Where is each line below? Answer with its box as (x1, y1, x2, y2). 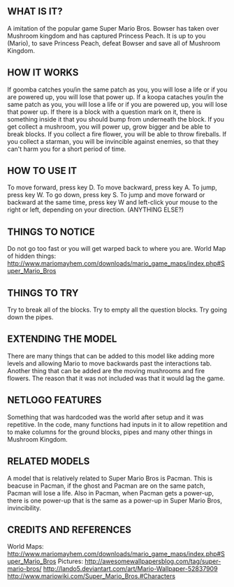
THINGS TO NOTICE (7, 226, 96, 238)
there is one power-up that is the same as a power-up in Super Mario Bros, (7, 496, 222, 505)
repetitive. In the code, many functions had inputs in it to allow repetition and (7, 420, 228, 428)
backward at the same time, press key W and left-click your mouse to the (7, 198, 218, 207)
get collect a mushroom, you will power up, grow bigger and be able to (7, 122, 211, 131)
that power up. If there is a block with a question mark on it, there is (7, 108, 202, 116)
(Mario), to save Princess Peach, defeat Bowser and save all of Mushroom (7, 38, 221, 48)
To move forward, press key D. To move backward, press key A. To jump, (7, 183, 218, 191)
